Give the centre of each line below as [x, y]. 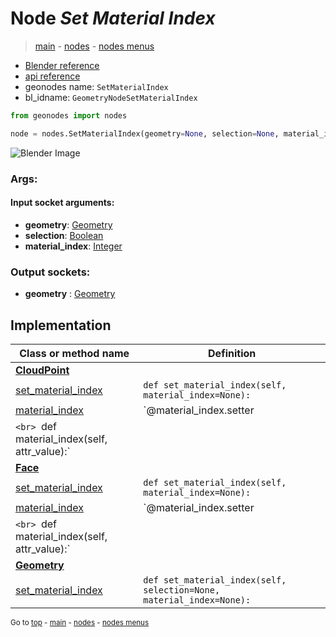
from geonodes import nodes [69, 115]
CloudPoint [42, 370]
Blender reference [62, 65]
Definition [232, 353]
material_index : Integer [73, 246]
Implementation [61, 325]
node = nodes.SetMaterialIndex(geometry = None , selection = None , [145, 133]
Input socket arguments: [62, 203]
